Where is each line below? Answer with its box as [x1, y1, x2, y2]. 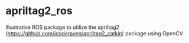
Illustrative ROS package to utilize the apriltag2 [5, 24, 119, 31]
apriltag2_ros [5, 4, 73, 18]
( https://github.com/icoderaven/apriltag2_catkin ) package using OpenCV [5, 29, 184, 37]
